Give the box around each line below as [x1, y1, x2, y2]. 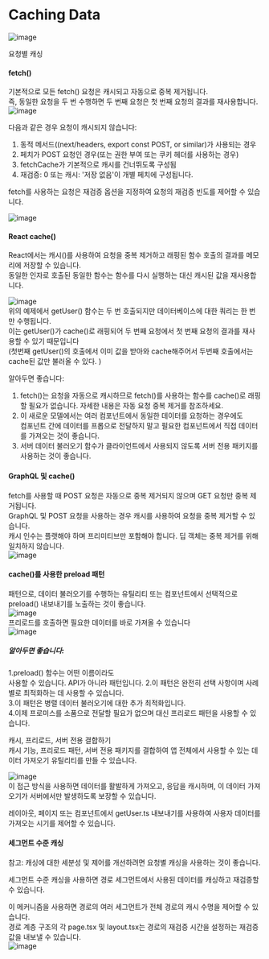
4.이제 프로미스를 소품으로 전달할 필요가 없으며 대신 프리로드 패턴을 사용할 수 [8, 708, 249, 717]
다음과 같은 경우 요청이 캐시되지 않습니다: [8, 122, 137, 132]
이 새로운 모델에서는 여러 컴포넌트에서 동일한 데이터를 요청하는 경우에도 [19, 411, 243, 420]
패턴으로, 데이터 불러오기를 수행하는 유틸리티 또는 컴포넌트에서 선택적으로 [8, 589, 238, 598]
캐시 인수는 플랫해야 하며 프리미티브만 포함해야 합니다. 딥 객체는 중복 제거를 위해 [8, 531, 259, 540]
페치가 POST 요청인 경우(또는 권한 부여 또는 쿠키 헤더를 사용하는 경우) [19, 150, 239, 159]
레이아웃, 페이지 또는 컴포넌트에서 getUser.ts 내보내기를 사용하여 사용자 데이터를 [8, 808, 261, 818]
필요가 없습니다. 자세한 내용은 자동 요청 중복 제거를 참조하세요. [28, 401, 223, 411]
